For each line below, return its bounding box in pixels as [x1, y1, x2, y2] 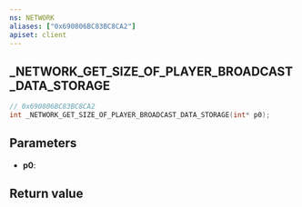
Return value [9, 186, 84, 202]
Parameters [9, 135, 77, 151]
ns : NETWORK [9, 13, 55, 23]
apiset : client [9, 30, 67, 39]
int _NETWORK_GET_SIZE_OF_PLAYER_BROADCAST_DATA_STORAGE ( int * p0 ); [9, 111, 271, 120]
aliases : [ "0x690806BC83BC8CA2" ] [9, 22, 136, 31]
